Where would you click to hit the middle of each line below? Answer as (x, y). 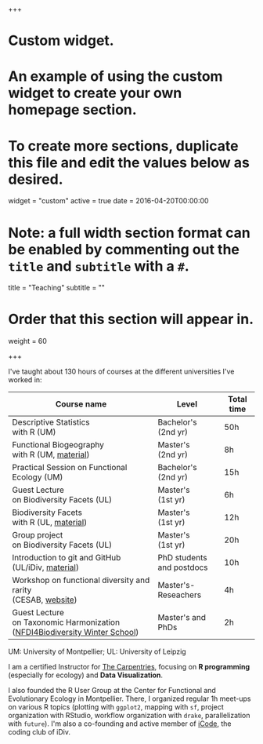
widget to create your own (95, 93)
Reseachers (180, 595)
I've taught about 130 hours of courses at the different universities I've (121, 372)
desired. (36, 179)
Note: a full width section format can (129, 233)
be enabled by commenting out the (124, 249)
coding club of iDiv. (40, 732)
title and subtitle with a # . (99, 266)
